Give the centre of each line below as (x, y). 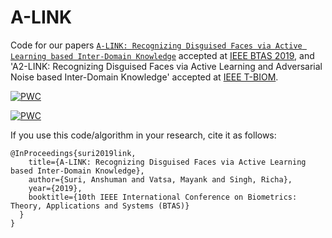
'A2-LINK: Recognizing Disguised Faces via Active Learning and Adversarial (166, 66)
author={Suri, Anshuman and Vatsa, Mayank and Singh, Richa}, (160, 179)
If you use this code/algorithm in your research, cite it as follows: (143, 135)
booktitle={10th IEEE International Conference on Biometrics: (163, 197)
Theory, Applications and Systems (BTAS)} (100, 206)
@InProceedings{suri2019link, (73, 153)
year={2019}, (55, 188)
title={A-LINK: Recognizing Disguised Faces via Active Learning (167, 162)
